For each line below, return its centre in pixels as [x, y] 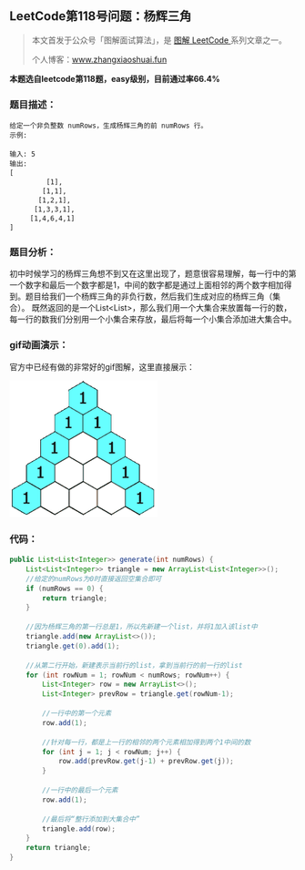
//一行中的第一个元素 [77, 713]
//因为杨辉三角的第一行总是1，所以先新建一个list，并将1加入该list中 [142, 627]
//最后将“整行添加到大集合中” [91, 819]
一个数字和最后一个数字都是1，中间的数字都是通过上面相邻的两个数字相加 [147, 285]
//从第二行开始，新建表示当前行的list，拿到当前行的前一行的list [134, 665]
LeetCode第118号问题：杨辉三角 [101, 16]
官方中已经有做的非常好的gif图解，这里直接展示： [102, 366]
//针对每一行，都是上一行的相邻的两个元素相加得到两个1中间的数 [147, 742]
